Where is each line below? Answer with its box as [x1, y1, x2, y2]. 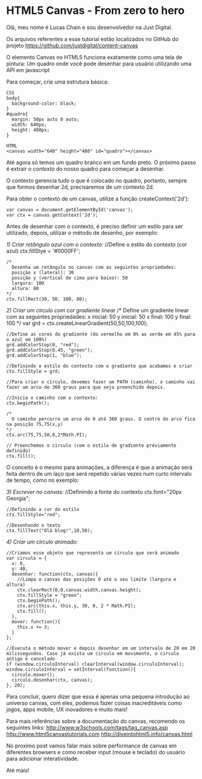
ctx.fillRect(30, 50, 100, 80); [6, 296, 87, 302]
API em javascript [6, 66, 50, 73]
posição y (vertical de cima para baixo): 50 [11, 275, 128, 281]
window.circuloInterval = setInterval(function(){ [6, 666, 136, 672]
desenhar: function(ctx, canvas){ [11, 571, 98, 577]
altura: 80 [11, 285, 39, 291]
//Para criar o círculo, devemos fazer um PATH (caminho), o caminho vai [6, 379, 196, 385]
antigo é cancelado [6, 656, 55, 662]
